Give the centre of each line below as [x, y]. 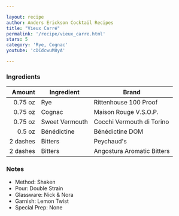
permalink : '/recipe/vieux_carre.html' [56, 34]
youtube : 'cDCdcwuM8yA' [36, 51]
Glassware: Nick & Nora [44, 195]
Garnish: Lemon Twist [42, 201]
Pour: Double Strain [39, 188]
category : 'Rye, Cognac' [37, 45]
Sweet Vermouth [64, 122]
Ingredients [23, 77]
